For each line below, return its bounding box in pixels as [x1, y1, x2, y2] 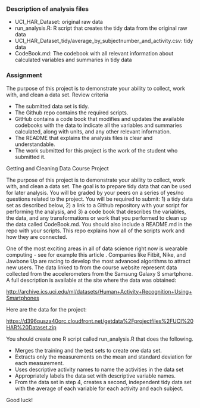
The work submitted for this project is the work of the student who [14, 147, 178, 154]
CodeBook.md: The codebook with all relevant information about [14, 50, 174, 57]
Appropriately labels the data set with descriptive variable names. [14, 372, 176, 379]
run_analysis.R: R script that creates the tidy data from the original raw [14, 24, 187, 32]
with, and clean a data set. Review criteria [6, 91, 109, 98]
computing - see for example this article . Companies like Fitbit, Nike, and [6, 251, 186, 258]
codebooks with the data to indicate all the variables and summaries [14, 122, 183, 129]
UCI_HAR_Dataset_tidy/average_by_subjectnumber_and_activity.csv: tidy [14, 38, 193, 45]
